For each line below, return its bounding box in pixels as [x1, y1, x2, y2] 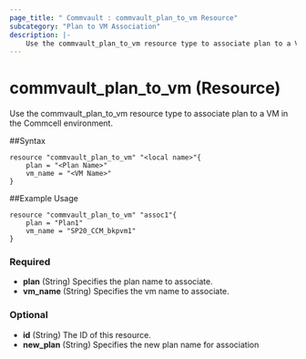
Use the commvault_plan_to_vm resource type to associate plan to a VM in [9, 108, 289, 119]
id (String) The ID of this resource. [22, 329, 152, 340]
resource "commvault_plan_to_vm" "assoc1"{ [9, 210, 178, 220]
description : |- [9, 30, 71, 39]
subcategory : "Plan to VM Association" [9, 22, 161, 31]
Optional [9, 309, 48, 322]
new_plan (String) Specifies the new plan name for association [22, 339, 260, 350]
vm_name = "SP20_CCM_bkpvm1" [25, 227, 137, 236]
